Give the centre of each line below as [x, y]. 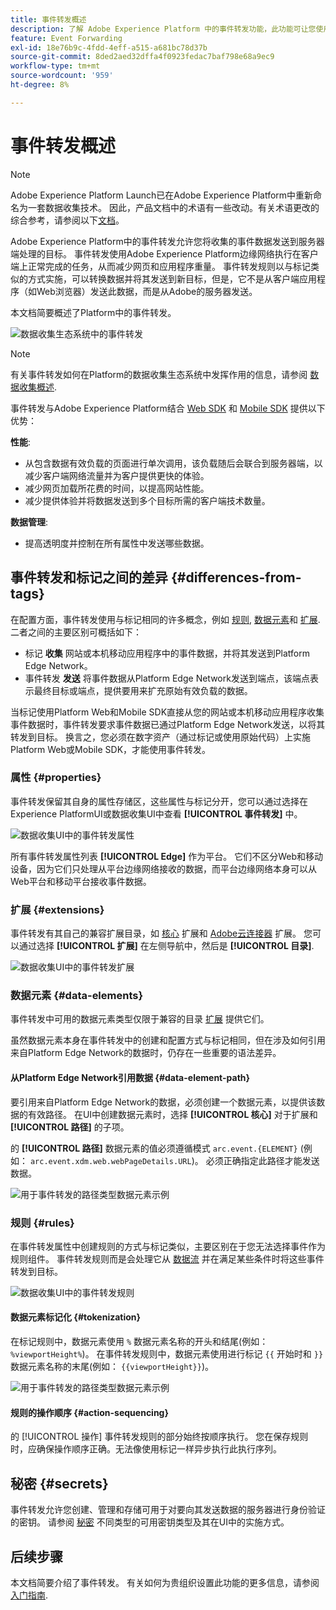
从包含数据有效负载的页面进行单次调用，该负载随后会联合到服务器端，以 [173, 463]
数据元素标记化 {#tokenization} [76, 1317]
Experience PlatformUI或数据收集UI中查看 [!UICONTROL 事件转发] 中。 [156, 813]
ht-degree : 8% [40, 85]
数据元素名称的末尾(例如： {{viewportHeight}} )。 [112, 1367]
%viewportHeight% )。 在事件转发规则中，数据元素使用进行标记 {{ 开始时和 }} [167, 1354]
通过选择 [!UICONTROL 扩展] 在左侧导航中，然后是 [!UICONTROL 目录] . [166, 946]
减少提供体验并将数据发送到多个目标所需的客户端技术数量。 [147, 500]
